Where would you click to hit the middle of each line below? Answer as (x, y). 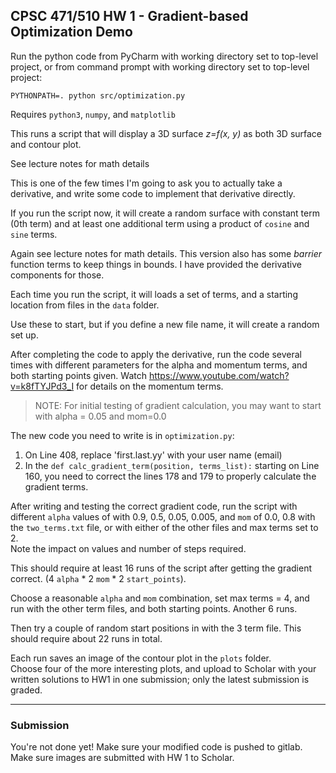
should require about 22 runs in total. (86, 638)
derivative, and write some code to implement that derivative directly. (153, 193)
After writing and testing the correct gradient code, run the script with (154, 506)
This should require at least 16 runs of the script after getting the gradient (161, 568)
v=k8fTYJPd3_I (42, 386)
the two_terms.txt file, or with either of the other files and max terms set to (164, 527)
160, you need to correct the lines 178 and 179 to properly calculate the (170, 476)
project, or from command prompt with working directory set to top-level (160, 66)
